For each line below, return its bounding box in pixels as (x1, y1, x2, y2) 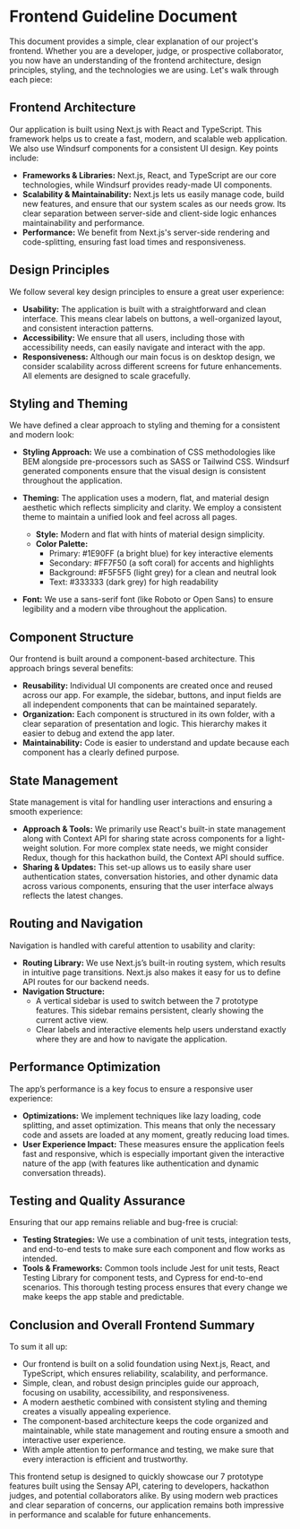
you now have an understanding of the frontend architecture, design (9, 55, 261, 65)
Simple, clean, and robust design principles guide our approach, (21, 1378, 260, 1388)
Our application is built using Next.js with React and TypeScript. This (9, 124, 262, 134)
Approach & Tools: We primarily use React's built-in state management (21, 824, 287, 834)
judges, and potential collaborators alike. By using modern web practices (9, 1490, 279, 1501)
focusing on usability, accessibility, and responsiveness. (21, 1387, 230, 1398)
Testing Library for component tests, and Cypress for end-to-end (21, 1273, 263, 1283)
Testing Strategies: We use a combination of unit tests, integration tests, (21, 1234, 292, 1245)
